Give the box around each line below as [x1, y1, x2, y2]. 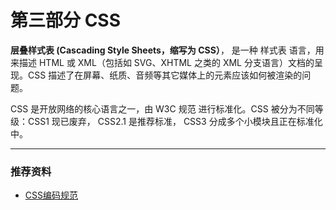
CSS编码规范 [24, 189, 78, 201]
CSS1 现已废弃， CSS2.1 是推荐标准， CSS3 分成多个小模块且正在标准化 [27, 115, 323, 127]
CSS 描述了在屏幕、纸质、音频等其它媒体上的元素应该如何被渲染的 [27, 69, 303, 81]
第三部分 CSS [10, 9, 122, 32]
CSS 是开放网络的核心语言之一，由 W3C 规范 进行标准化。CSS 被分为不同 [10, 102, 315, 115]
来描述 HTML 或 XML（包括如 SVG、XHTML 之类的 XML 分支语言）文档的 [10, 56, 315, 68]
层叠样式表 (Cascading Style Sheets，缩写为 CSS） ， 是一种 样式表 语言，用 [10, 44, 325, 56]
